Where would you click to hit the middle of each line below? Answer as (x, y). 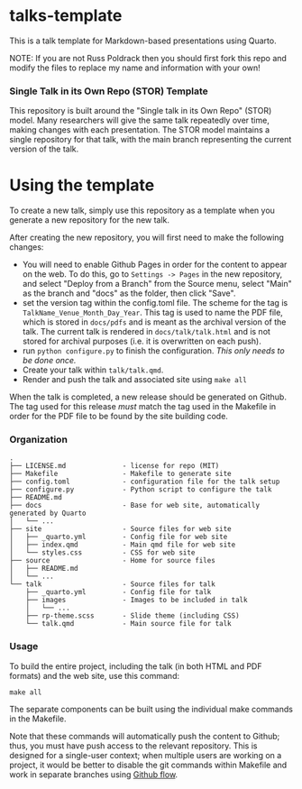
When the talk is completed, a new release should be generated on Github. (148, 397)
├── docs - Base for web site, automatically (134, 506)
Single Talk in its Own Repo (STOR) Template (109, 91)
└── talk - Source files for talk (113, 584)
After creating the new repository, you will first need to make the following (146, 238)
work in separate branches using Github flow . (94, 774)
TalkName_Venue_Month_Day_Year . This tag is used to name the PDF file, (153, 313)
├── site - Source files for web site (120, 529)
